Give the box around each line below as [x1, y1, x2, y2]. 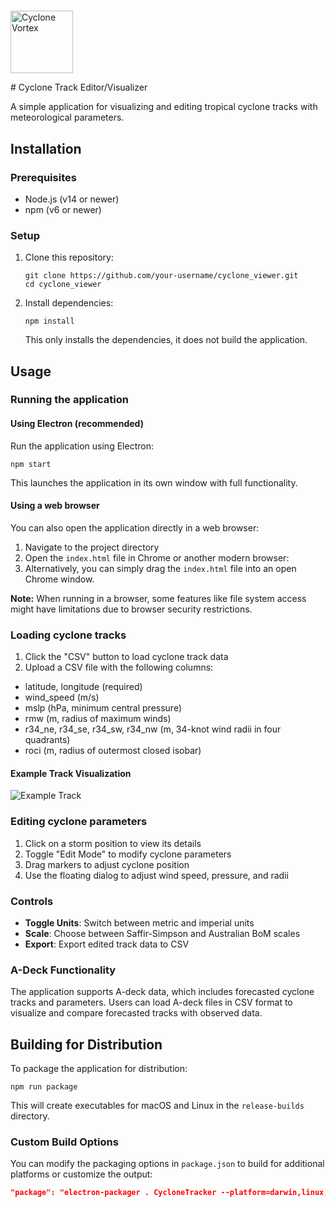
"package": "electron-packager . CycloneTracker [10, 1188, 217, 1198]
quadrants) [24, 734, 71, 746]
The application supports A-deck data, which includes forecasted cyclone [10, 986, 315, 998]
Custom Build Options [10, 1135, 119, 1149]
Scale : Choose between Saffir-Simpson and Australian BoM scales [24, 927, 301, 939]
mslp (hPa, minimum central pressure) [24, 702, 183, 714]
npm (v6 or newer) [24, 203, 102, 215]
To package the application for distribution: [10, 1063, 188, 1075]
